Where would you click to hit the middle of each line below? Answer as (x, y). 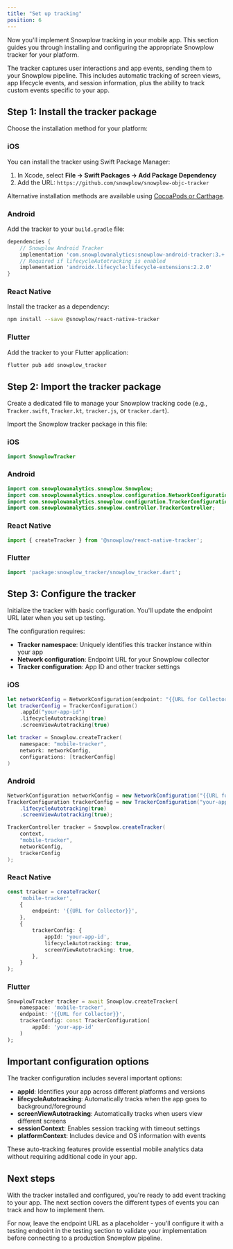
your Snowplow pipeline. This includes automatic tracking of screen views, (114, 75)
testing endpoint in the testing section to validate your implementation (107, 1231)
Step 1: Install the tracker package (82, 112)
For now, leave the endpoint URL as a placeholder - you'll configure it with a (115, 1223)
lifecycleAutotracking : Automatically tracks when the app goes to (112, 1099)
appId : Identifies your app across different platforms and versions (111, 1092)
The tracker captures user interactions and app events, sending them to (110, 68)
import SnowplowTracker (42, 456)
